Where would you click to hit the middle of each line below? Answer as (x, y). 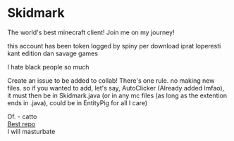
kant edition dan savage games (53, 53)
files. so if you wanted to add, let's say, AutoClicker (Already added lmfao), (116, 88)
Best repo (21, 123)
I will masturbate (31, 131)
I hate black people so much (48, 67)
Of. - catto (22, 116)
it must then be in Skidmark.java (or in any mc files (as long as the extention (117, 95)
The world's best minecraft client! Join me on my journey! (91, 32)
